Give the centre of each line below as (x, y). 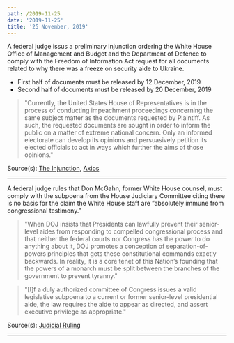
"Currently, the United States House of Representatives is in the (116, 103)
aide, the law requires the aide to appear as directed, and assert (116, 305)
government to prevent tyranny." (71, 276)
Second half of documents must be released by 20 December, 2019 (114, 90)
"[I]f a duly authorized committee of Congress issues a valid (110, 289)
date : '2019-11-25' (36, 20)
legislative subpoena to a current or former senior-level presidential (121, 297)
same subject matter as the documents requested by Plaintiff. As (117, 118)
